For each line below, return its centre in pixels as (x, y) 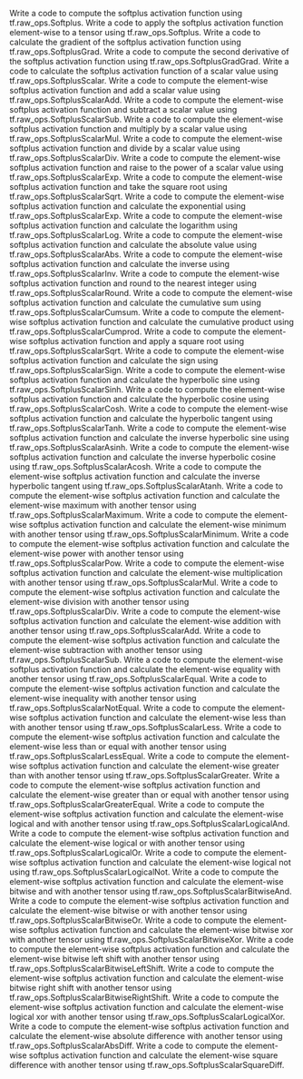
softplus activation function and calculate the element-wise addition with (145, 621)
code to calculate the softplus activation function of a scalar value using (144, 71)
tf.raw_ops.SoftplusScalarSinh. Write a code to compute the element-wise (147, 389)
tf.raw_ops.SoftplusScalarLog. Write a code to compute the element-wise (146, 235)
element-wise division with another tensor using (99, 602)
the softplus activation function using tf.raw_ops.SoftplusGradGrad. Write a (149, 61)
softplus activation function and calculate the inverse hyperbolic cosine (143, 457)
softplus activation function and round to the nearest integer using (133, 283)
